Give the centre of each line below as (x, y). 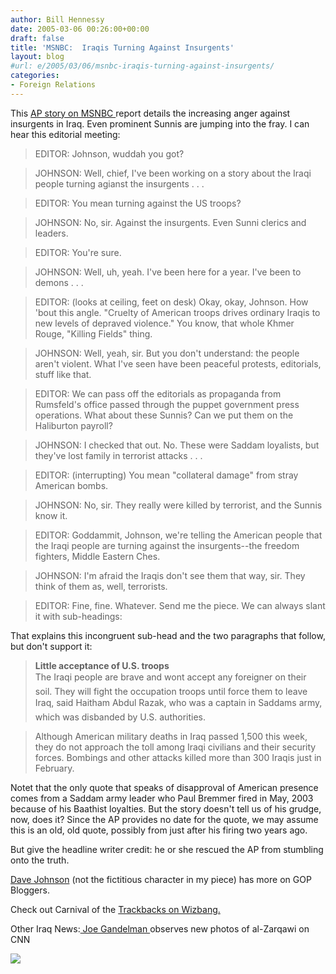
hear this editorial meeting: (65, 134)
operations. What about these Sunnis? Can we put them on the (164, 415)
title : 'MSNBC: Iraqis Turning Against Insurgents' (122, 47)
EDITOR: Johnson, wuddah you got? (109, 153)
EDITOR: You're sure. (78, 252)
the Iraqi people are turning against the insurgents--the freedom (167, 545)
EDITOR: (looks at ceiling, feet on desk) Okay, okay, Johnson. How (171, 302)
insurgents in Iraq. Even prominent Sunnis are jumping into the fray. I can (160, 123)
